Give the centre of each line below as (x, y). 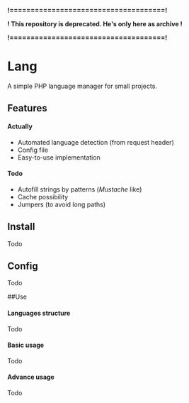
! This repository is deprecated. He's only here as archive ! (95, 24)
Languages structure (39, 313)
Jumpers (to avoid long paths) (62, 204)
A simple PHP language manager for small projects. (82, 86)
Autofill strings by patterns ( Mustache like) (80, 189)
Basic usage (26, 345)
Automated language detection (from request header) (96, 142)
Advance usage (31, 377)
